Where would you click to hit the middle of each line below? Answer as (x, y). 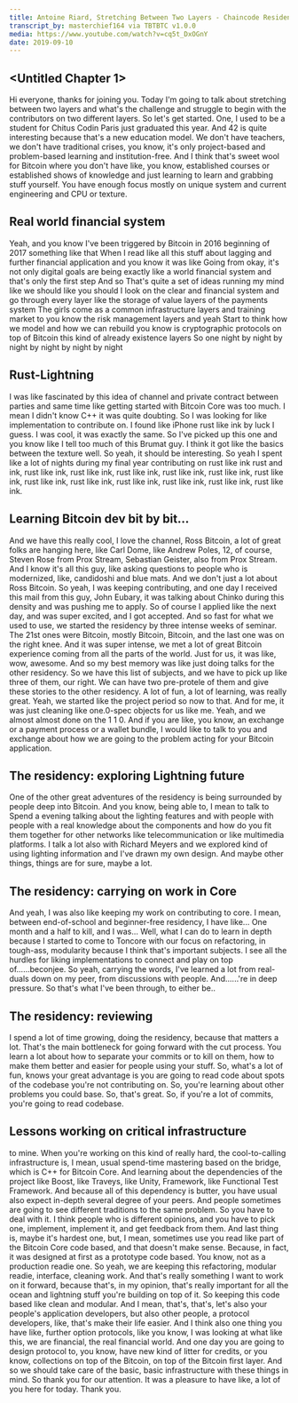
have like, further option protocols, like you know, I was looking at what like (146, 1332)
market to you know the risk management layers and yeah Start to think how (149, 319)
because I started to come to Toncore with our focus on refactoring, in (137, 941)
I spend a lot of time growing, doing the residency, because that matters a (144, 1037)
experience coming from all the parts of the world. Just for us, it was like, (143, 653)
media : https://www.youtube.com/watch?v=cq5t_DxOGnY (109, 34)
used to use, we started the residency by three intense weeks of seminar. (143, 625)
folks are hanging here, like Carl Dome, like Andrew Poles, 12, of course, (141, 550)
